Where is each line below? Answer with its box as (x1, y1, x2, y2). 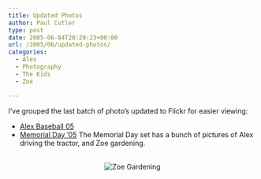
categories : (8, 48, 47, 56)
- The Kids (15, 70, 51, 78)
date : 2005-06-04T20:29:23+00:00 (8, 33, 118, 42)
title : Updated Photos (8, 11, 83, 20)
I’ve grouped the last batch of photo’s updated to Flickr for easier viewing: (8, 106, 248, 115)
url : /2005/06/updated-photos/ (8, 41, 111, 49)
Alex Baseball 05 (19, 121, 75, 131)
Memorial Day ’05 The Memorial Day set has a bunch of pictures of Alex (19, 129, 254, 139)
